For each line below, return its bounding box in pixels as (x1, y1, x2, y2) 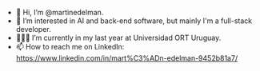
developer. (15, 25, 51, 34)
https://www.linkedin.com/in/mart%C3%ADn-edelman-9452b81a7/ (15, 53, 238, 63)
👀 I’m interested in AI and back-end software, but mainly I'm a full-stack (15, 16, 253, 26)
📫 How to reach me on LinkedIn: (15, 42, 125, 51)
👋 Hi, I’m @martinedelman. (15, 8, 104, 17)
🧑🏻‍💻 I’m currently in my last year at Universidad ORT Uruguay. (15, 33, 222, 42)
